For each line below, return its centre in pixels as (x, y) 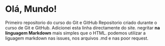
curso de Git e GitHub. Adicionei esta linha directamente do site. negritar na (82, 27)
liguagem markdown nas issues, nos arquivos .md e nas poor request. (77, 38)
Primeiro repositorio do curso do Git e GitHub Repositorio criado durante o (81, 23)
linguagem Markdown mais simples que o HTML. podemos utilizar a (75, 33)
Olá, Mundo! (31, 9)
